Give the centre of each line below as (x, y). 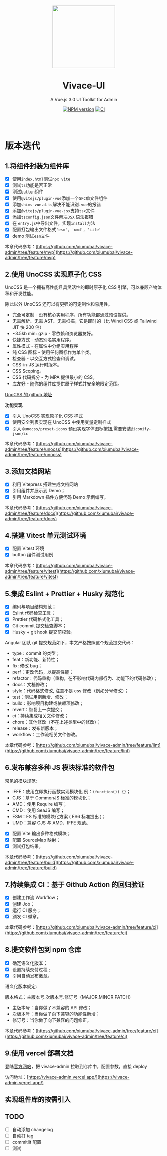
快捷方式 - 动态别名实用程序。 (43, 340)
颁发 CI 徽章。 (27, 916)
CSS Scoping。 (28, 371)
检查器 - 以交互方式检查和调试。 (45, 359)
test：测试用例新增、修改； (40, 697)
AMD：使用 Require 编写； (40, 804)
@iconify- (141, 429)
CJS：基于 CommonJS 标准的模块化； (52, 798)
